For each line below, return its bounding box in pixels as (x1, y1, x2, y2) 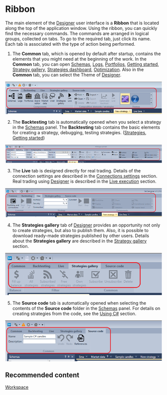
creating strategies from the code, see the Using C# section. (12, 311, 137, 316)
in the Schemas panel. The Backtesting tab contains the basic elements (12, 124, 161, 130)
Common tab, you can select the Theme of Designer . (12, 72, 122, 78)
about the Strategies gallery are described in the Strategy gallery (12, 237, 147, 244)
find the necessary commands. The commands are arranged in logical (5, 30, 149, 36)
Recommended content (5, 371, 80, 380)
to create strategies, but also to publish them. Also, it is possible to (12, 227, 149, 233)
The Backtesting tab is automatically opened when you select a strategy (12, 119, 162, 125)
